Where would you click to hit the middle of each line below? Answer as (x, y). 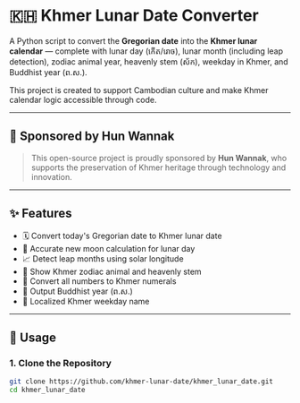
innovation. (52, 176)
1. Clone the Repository (60, 363)
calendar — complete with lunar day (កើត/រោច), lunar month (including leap (146, 51)
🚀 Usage (33, 337)
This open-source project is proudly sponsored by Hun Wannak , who (159, 158)
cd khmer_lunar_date (48, 390)
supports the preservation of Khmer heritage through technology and (158, 167)
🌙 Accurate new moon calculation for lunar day (108, 248)
